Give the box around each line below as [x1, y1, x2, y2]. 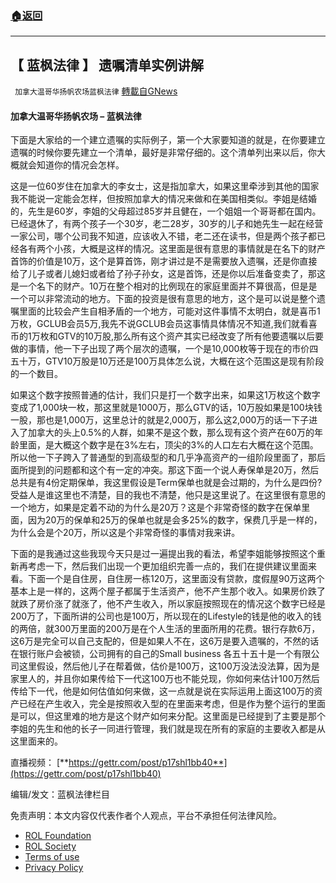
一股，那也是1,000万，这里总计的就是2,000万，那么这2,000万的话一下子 [10, 414, 310, 426]
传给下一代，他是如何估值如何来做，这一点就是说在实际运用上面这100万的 [10, 685, 315, 697]
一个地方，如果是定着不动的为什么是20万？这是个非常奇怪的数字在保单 [10, 502, 302, 514]
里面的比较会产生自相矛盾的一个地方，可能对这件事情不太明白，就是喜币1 [18, 305, 321, 317]
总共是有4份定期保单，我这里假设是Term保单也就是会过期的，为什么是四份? [10, 477, 323, 489]
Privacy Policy [24, 862, 84, 874]
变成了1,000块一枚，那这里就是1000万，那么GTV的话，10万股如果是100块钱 [10, 402, 323, 414]
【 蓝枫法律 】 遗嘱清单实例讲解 [10, 57, 204, 74]
